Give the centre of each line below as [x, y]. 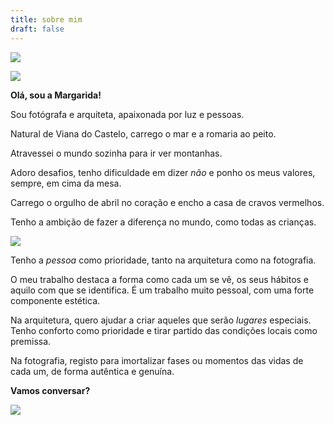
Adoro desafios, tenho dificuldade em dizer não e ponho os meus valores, [163, 172]
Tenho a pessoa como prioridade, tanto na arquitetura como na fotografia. [163, 260]
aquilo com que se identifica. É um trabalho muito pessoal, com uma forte [162, 290]
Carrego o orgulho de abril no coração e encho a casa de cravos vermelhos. [167, 202]
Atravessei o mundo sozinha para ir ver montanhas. [116, 153]
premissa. [31, 341]
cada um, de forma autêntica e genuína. [92, 371]
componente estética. [55, 300]
